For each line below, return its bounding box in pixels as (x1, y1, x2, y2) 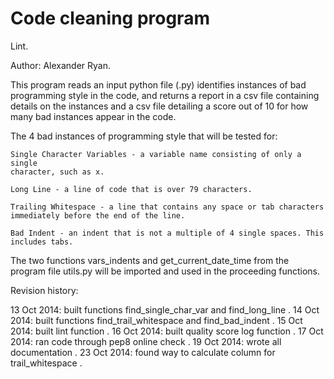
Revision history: (10, 284, 79, 296)
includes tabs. (10, 237, 74, 247)
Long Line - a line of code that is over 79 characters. (10, 184, 253, 194)
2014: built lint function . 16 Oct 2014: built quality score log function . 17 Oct (10, 325, 324, 337)
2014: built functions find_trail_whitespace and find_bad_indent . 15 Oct (10, 314, 303, 326)
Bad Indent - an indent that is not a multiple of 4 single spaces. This (10, 228, 325, 238)
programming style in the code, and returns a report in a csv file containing (10, 89, 320, 101)
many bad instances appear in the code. (10, 110, 177, 122)
